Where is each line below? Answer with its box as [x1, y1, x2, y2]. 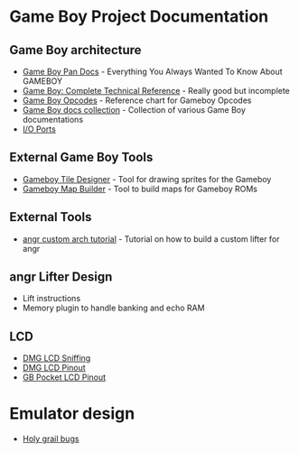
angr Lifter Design [9, 269, 113, 285]
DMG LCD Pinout [22, 363, 86, 374]
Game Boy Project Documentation [9, 6, 269, 27]
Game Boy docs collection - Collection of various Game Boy [22, 105, 247, 115]
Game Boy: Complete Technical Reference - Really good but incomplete [22, 86, 291, 96]
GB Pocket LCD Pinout [22, 372, 107, 383]
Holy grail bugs [22, 433, 79, 444]
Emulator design [9, 403, 135, 424]
